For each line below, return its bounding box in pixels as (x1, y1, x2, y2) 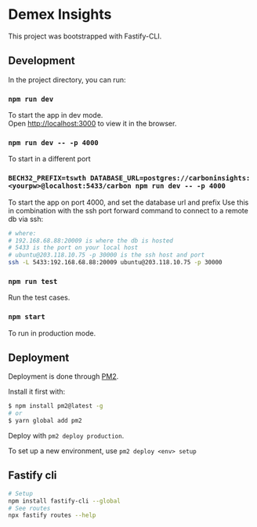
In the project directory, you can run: (8, 75, 126, 84)
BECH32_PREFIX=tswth (8, 174, 87, 183)
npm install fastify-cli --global (8, 496, 121, 505)
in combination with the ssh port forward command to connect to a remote (8, 205, 248, 215)
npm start (8, 312, 45, 322)
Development (8, 54, 76, 67)
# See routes (8, 504, 51, 512)
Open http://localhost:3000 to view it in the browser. (8, 119, 177, 129)
